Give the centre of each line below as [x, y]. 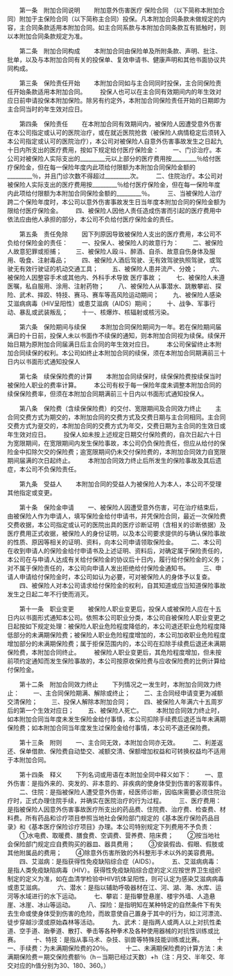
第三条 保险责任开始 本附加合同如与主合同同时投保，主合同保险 [117, 83]
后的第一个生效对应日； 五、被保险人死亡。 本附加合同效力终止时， [115, 710]
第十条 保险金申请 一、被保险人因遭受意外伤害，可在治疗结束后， [120, 507]
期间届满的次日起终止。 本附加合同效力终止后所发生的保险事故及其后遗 [114, 461]
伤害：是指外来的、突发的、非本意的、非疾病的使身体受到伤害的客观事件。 [119, 783]
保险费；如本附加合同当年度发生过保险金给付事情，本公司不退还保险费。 [110, 728]
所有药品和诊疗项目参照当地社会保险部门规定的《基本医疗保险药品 [119, 818]
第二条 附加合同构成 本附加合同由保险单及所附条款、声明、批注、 [120, 51]
